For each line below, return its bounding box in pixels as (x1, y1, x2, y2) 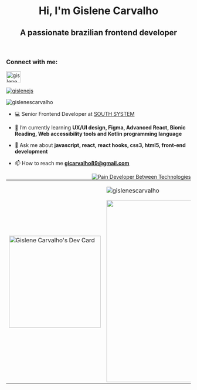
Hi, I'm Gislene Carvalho (38, 4, 159, 18)
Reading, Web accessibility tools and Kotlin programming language (14, 131, 182, 138)
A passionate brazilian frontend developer (19, 28, 178, 38)
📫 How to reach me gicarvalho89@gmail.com (14, 160, 130, 167)
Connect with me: (6, 58, 58, 66)
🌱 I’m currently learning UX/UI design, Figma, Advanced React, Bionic (14, 124, 186, 131)
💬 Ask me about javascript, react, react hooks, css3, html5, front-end (14, 142, 186, 149)
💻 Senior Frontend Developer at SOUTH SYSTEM (14, 111, 135, 118)
